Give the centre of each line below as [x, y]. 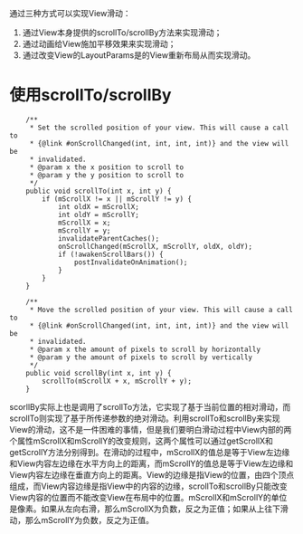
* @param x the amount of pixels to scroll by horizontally [145, 349]
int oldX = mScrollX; [99, 206]
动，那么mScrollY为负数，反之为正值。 [81, 520]
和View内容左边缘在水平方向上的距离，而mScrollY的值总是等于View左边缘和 [151, 463]
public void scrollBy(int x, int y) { [99, 373]
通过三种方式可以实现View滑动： [70, 13]
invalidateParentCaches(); [109, 238]
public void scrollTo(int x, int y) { [99, 191]
